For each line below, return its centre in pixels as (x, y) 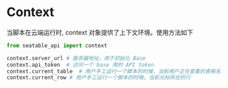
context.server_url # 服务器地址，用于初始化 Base (76, 58)
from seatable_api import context (57, 45)
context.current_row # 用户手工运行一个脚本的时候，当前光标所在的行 (99, 78)
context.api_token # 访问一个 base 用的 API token (81, 65)
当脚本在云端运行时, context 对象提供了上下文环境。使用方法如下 (100, 32)
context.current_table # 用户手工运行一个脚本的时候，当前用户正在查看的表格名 (114, 71)
